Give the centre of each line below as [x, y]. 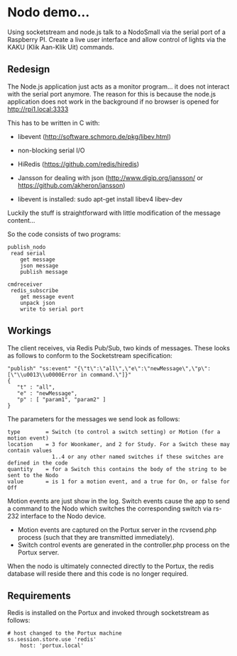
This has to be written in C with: [54, 123]
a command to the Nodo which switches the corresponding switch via [110, 508]
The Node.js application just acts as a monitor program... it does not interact [118, 87]
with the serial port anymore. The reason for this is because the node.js [112, 94]
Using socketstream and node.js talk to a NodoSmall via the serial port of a [116, 32]
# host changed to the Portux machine [65, 633]
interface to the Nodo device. [63, 516]
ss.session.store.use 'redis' [52, 640]
